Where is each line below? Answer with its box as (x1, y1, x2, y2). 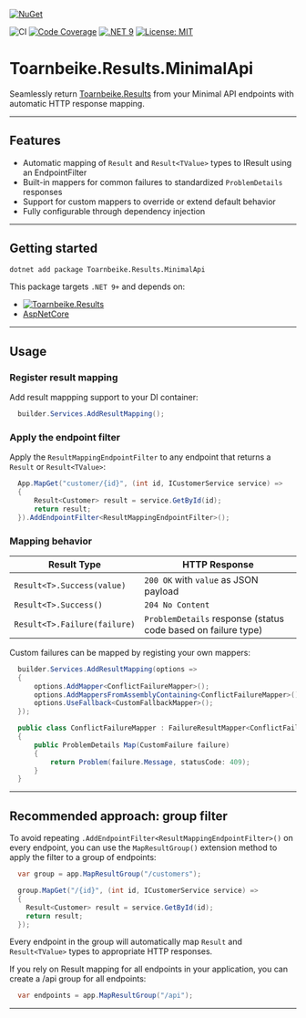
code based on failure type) (144, 623, 263, 636)
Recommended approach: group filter (9, 808, 228, 824)
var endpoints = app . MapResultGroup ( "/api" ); (17, 991, 194, 1001)
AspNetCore (22, 308, 70, 319)
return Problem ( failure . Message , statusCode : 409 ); (49, 757, 250, 766)
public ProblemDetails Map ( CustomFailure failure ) (33, 740, 230, 750)
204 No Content (144, 599, 210, 610)
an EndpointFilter (22, 167, 87, 178)
